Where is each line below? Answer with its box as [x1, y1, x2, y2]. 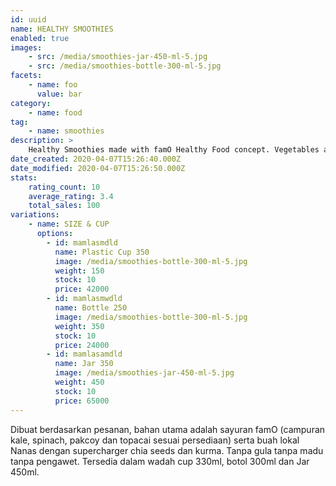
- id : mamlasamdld [46, 349, 123, 360]
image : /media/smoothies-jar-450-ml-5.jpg [54, 368, 235, 378]
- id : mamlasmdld [46, 237, 118, 248]
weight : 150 [54, 266, 105, 276]
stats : [10, 172, 38, 183]
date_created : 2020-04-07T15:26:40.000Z [10, 154, 182, 164]
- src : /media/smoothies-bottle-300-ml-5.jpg [28, 61, 222, 71]
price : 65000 [54, 396, 110, 406]
